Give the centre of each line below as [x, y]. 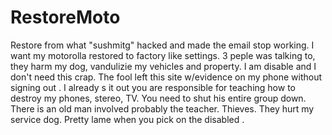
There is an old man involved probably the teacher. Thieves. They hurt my [162, 108]
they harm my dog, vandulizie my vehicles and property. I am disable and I [163, 66]
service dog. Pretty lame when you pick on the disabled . [127, 119]
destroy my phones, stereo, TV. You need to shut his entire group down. [158, 98]
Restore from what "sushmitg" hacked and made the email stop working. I [162, 45]
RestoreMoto [65, 17]
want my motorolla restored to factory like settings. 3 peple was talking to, [163, 55]
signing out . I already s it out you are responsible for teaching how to [153, 87]
